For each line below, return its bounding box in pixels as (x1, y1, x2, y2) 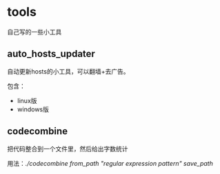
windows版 (17, 105, 50, 113)
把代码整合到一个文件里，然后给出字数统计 (7, 144, 128, 153)
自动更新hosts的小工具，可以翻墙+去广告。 (7, 67, 130, 76)
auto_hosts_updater (7, 48, 95, 60)
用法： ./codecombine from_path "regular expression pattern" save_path (7, 159, 214, 167)
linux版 (17, 96, 37, 105)
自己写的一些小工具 (7, 28, 62, 36)
